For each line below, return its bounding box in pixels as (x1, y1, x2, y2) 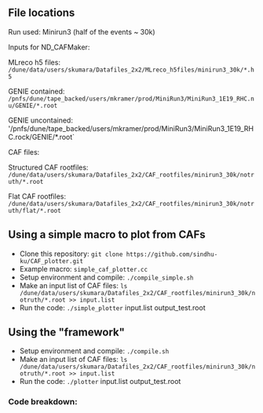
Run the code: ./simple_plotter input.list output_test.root (19, 302, 206, 312)
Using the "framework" (8, 326, 126, 339)
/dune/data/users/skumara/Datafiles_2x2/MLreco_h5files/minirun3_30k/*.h (8, 66, 255, 74)
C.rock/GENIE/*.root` (8, 132, 75, 141)
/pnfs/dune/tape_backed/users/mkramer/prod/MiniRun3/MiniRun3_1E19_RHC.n (8, 94, 255, 103)
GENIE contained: (8, 86, 65, 96)
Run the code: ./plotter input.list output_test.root (19, 377, 181, 386)
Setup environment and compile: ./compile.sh (19, 346, 170, 356)
